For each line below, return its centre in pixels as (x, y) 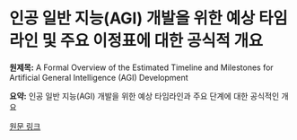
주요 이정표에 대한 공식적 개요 (161, 41)
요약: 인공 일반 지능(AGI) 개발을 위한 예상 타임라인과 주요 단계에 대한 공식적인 (144, 96)
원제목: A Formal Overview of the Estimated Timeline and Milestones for (141, 67)
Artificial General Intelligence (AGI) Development (99, 77)
